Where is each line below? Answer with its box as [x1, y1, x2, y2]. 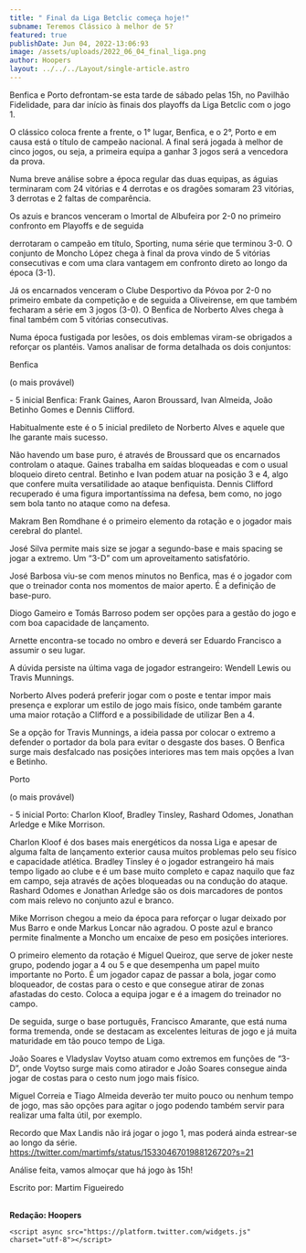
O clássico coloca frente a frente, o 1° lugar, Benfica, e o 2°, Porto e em [9, 126, 277, 137]
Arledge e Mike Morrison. [9, 819, 105, 830]
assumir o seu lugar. [9, 644, 86, 655]
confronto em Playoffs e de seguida [9, 220, 144, 231]
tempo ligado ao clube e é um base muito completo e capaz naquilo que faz [9, 865, 295, 876]
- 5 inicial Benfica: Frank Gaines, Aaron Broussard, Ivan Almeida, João [9, 394, 273, 405]
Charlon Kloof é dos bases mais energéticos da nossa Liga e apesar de [9, 836, 278, 847]
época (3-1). [9, 267, 57, 278]
